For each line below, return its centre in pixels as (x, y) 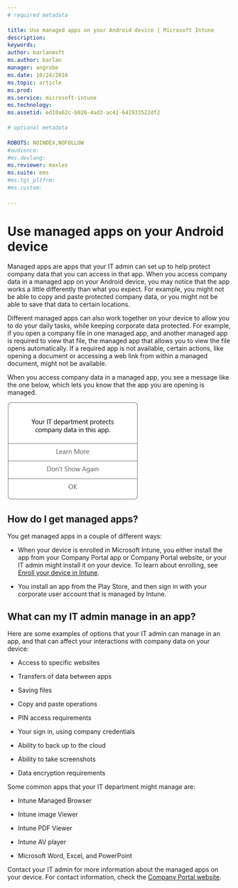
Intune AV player (42, 842)
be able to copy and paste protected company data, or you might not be (113, 296)
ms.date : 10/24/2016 (38, 75)
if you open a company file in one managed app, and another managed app (118, 333)
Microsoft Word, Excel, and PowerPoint (75, 856)
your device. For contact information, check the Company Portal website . (114, 877)
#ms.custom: (25, 188)
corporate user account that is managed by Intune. (92, 594)
